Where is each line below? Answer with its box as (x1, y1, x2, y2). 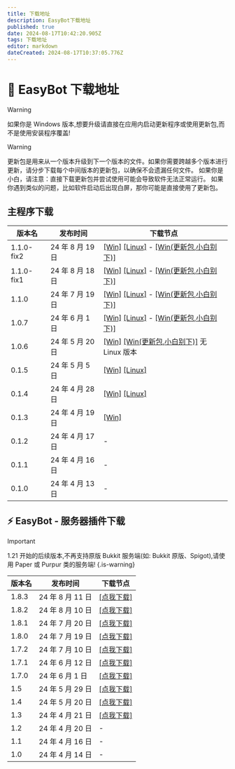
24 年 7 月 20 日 (38, 618, 92, 628)
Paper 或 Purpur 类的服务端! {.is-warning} (15, 560, 135, 569)
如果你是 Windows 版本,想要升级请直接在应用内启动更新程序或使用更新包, (7, 120, 219, 128)
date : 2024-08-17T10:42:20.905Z (7, 29, 101, 37)
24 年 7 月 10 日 (38, 645, 92, 655)
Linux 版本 (103, 347, 138, 357)
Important (7, 537, 36, 545)
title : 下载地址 (7, 10, 50, 18)
